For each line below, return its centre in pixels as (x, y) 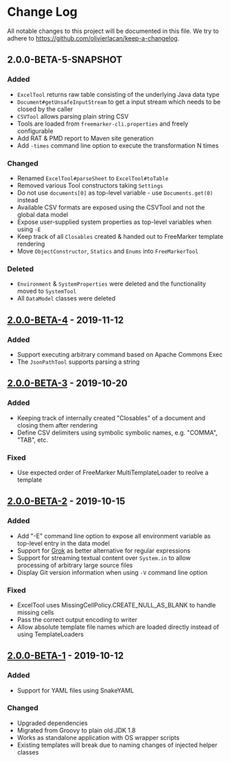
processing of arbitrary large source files (75, 565)
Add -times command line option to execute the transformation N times (118, 146)
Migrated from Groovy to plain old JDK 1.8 (76, 730)
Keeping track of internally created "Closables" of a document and (111, 418)
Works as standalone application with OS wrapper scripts (98, 737)
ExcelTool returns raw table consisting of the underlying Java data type (118, 94)
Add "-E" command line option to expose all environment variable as (114, 535)
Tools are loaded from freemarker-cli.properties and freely (103, 124)
